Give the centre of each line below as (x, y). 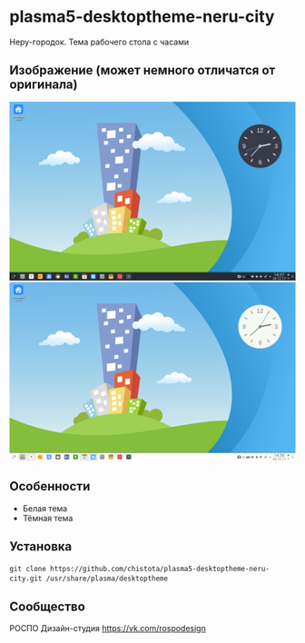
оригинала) (44, 85)
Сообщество (48, 606)
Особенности (50, 486)
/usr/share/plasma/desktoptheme (107, 579)
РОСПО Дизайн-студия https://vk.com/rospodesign (108, 628)
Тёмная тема (48, 518)
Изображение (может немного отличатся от (143, 70)
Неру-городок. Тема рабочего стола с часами (99, 42)
